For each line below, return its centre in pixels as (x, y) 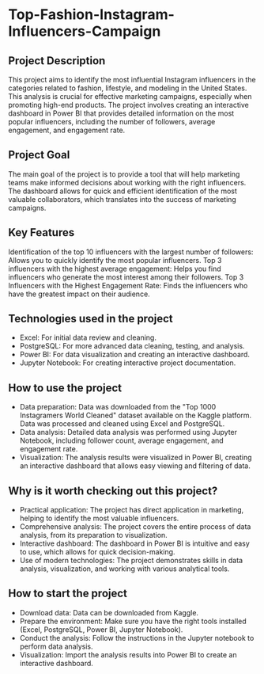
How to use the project (65, 388)
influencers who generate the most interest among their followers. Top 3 (126, 277)
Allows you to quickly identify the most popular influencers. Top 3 (115, 260)
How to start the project (68, 594)
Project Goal (39, 155)
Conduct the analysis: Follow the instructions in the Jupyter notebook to (137, 638)
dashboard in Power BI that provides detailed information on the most (121, 113)
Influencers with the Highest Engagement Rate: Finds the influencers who (128, 285)
